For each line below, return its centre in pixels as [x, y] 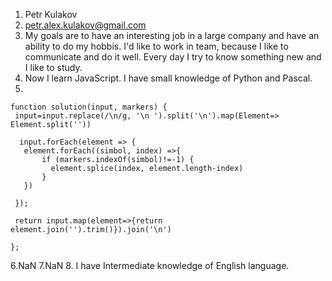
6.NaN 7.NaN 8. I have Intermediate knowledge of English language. [150, 265]
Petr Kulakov [51, 14]
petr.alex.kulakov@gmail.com [85, 25]
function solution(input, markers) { [89, 107]
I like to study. [53, 67]
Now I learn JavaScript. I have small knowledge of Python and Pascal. [168, 78]
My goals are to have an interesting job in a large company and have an [172, 35]
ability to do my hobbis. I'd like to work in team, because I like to [156, 46]
